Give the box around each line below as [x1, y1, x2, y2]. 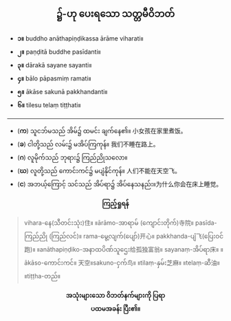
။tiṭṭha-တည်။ [23, 272, 60, 280]
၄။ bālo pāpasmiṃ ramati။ [16, 74, 91, 82]
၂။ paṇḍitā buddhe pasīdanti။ [16, 47, 101, 56]
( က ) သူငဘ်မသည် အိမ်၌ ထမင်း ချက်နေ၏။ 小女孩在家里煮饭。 [16, 126, 187, 135]
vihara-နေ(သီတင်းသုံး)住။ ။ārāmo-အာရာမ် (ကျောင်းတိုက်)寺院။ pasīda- [23, 219, 218, 227]
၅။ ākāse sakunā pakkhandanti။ [16, 87, 108, 96]
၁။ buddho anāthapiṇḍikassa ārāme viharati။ [16, 34, 144, 43]
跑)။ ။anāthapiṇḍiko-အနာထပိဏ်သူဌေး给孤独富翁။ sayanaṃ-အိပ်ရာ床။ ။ [23, 245, 223, 253]
